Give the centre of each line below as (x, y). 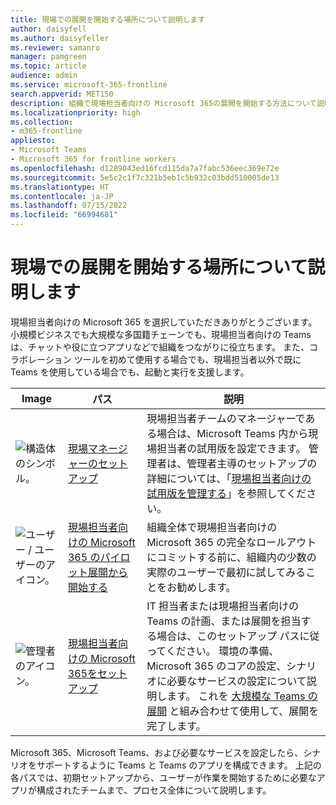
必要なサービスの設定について (236, 681)
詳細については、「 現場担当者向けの (229, 478)
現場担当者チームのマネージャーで (226, 418)
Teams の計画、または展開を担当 (224, 621)
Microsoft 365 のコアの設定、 (216, 666)
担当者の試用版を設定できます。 (231, 448)
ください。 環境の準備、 (222, 651)
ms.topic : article (48, 66)
